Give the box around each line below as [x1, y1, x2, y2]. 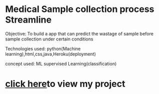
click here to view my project [5, 78, 125, 89]
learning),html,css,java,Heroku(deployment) [5, 51, 96, 57]
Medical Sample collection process [5, 3, 154, 15]
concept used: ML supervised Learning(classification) [5, 60, 117, 66]
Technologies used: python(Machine [5, 45, 81, 51]
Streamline [5, 14, 52, 25]
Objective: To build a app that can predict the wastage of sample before [5, 30, 154, 36]
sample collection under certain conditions [5, 36, 94, 42]
